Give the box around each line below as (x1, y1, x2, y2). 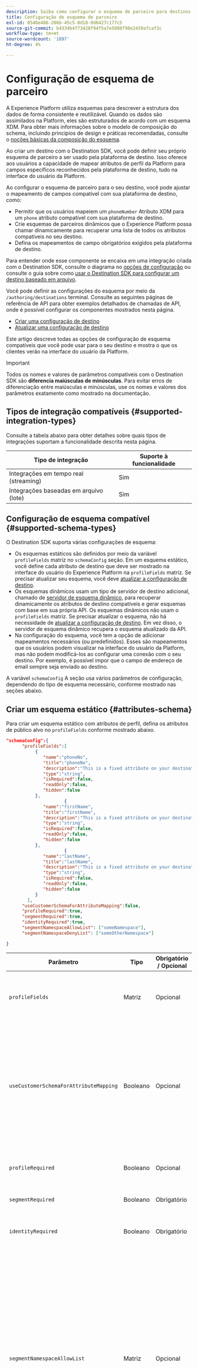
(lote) (9, 494, 25, 502)
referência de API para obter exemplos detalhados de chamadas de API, (6, 300, 181, 307)
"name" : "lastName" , (43, 853, 91, 859)
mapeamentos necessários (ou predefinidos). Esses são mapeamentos (14, 638, 187, 645)
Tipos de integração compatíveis (6, 407, 130, 417)
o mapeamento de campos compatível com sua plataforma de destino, (6, 190, 178, 197)
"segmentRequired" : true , (21, 914, 83, 920)
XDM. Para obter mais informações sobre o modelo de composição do (6, 123, 177, 130)
